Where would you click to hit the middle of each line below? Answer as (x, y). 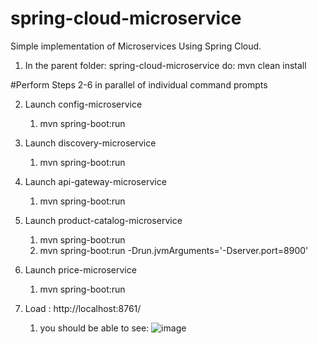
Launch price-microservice (80, 269)
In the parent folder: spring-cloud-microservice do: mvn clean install (165, 65)
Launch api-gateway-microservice (95, 181)
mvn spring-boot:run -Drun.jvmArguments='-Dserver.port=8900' (174, 250)
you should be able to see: (94, 328)
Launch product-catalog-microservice (103, 220)
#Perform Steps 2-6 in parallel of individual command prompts (139, 84)
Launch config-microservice (83, 104)
